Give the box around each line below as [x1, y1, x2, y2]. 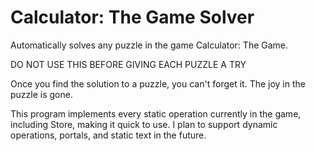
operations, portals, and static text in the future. [10, 129, 207, 141]
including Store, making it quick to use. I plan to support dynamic [10, 118, 278, 130]
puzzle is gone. [10, 88, 73, 100]
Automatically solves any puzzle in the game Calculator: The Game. [10, 39, 289, 51]
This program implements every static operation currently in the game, [10, 107, 302, 120]
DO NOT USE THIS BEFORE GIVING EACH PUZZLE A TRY [10, 58, 247, 70]
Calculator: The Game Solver [10, 6, 255, 29]
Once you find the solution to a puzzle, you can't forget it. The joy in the [10, 77, 306, 90]
